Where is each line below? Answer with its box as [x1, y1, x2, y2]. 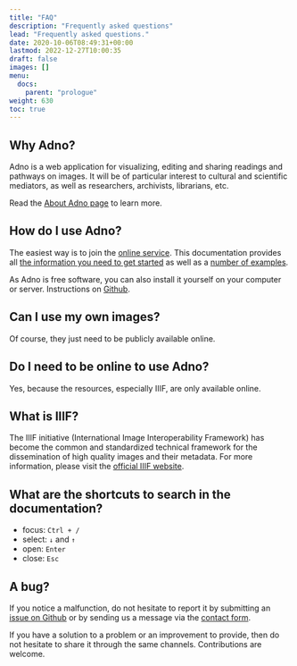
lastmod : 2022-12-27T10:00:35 [9, 46, 122, 55]
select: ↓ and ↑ [21, 534, 76, 545]
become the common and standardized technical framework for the [9, 442, 258, 452]
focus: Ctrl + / [21, 525, 80, 535]
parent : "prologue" [25, 88, 98, 97]
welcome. [9, 648, 45, 659]
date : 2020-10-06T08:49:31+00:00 [9, 38, 134, 47]
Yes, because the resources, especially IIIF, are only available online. [9, 383, 261, 393]
